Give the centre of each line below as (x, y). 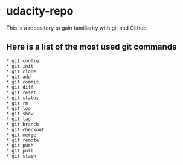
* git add (19, 77)
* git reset (21, 92)
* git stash (21, 156)
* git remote (23, 140)
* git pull (20, 150)
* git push (20, 145)
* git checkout (25, 129)
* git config (23, 61)
